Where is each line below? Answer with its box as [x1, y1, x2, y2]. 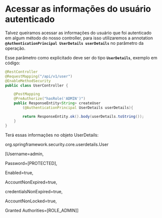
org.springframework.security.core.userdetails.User [5, 141, 109, 147]
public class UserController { [5, 83, 68, 88]
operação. [5, 45, 26, 51]
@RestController [5, 69, 38, 74]
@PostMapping [14, 91, 40, 97]
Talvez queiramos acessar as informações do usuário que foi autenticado [5, 30, 152, 36]
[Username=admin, [5, 151, 44, 157]
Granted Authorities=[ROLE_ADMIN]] [5, 207, 79, 213]
